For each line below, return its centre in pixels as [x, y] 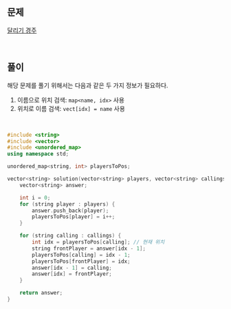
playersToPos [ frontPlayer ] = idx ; [81, 261]
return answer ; [41, 293]
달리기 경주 [22, 30]
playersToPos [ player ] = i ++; [74, 217]
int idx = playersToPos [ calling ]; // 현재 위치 [98, 242]
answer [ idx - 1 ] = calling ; [72, 268]
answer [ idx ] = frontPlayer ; [72, 274]
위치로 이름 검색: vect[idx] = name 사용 [71, 108]
